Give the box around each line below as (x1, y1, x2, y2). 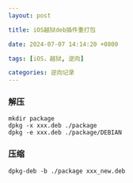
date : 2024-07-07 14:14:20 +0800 (8, 40, 119, 48)
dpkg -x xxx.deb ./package (8, 122, 97, 130)
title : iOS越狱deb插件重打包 (8, 25, 97, 34)
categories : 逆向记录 (8, 69, 75, 77)
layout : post (8, 11, 51, 20)
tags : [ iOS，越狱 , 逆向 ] (8, 55, 85, 63)
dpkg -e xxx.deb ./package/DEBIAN (8, 128, 123, 137)
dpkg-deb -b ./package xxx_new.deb (8, 167, 126, 175)
